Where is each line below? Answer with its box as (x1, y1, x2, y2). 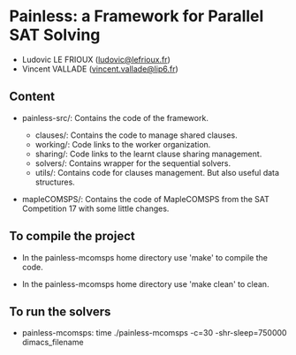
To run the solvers (9, 304, 111, 319)
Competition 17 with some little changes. (21, 203, 170, 214)
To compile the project (9, 229, 135, 244)
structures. (34, 177, 75, 187)
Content (9, 89, 56, 104)
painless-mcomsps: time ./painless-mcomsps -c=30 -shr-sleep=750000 (21, 328, 287, 338)
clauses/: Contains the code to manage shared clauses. (34, 130, 238, 140)
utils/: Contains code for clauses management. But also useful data (34, 167, 280, 177)
